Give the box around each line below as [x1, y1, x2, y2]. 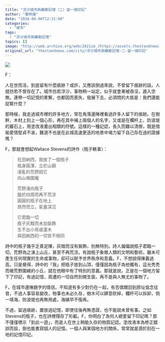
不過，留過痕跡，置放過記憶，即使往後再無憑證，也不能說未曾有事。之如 [5, 307, 151, 313]
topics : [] [5, 39, 27, 44]
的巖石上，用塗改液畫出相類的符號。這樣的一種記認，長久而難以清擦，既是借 [5, 123, 160, 129]
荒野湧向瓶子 [17, 185, 43, 191]
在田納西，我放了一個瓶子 [17, 156, 69, 162]
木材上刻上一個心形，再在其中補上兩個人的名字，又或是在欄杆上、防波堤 [13, 117, 160, 123]
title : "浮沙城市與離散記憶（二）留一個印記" [5, 7, 87, 12]
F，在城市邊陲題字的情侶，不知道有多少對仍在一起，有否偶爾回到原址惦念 [5, 284, 154, 290]
